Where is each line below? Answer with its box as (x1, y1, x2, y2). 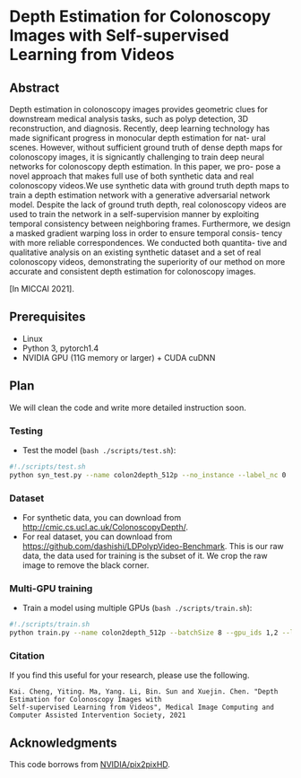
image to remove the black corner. (21, 559, 150, 571)
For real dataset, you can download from (21, 531, 173, 542)
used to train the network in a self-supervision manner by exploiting (9, 209, 260, 219)
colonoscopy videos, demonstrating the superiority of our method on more (9, 257, 286, 267)
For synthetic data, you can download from (21, 511, 182, 522)
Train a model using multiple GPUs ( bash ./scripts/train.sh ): (21, 603, 253, 614)
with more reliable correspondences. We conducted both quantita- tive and (9, 238, 288, 248)
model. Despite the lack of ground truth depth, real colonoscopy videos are (9, 199, 287, 210)
